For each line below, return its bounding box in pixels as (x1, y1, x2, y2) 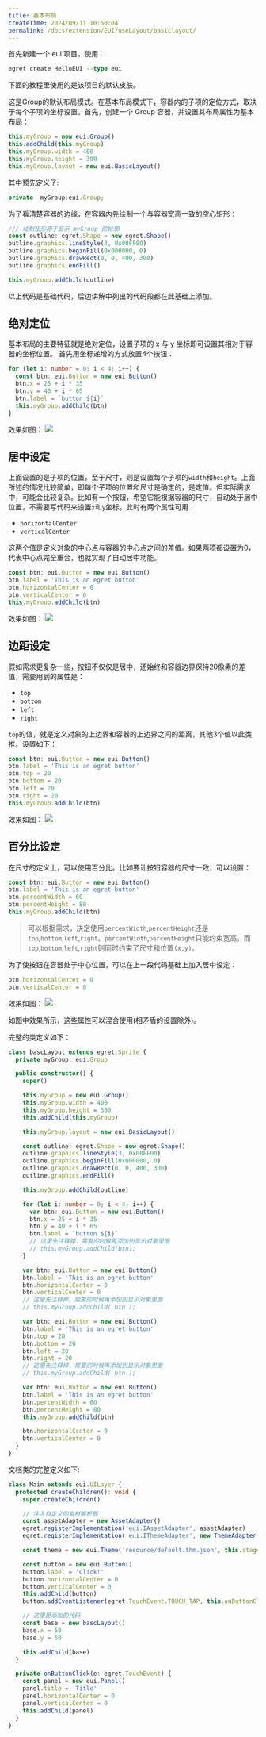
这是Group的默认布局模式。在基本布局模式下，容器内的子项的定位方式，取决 (8, 97, 257, 107)
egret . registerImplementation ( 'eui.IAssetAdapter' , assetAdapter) (22, 1524, 246, 1532)
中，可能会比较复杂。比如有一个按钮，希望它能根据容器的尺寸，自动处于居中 (8, 493, 258, 502)
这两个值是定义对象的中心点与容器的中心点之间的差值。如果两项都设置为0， (8, 543, 256, 552)
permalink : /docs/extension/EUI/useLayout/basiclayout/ (8, 26, 196, 34)
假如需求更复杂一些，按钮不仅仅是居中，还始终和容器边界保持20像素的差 (8, 662, 246, 671)
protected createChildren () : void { (15, 1488, 136, 1496)
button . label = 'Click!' (22, 1568, 104, 1576)
